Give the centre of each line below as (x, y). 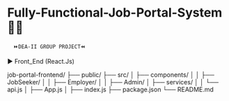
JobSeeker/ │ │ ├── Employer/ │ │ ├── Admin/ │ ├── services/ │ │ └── (113, 82)
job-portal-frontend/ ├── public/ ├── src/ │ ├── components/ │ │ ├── (111, 75)
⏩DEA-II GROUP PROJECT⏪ (49, 46)
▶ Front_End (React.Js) (41, 61)
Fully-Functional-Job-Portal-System (115, 13)
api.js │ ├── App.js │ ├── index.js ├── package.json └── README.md (111, 89)
